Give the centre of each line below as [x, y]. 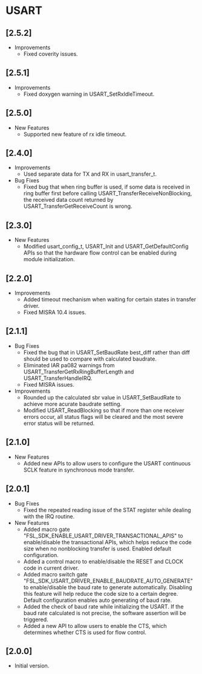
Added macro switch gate [56, 574]
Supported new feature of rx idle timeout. [75, 134]
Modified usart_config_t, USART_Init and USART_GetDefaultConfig [106, 247]
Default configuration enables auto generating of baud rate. [98, 600]
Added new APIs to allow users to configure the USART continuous [107, 463]
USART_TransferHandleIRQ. [58, 378]
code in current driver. [51, 568]
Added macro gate [47, 529]
